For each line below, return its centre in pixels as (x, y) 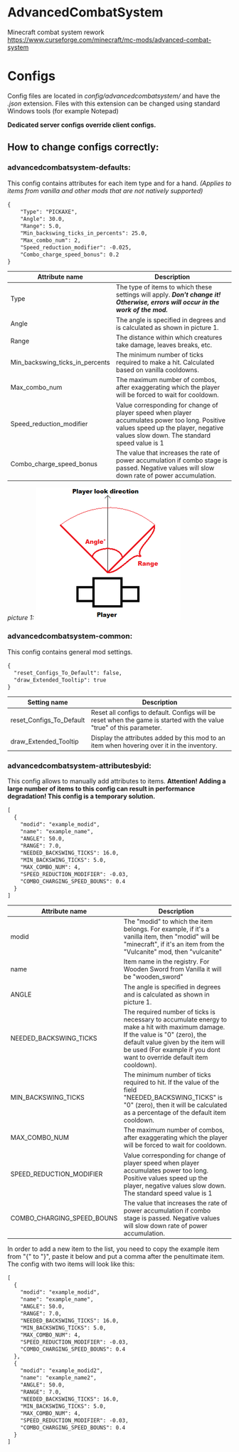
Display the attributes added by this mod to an (158, 738)
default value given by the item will (174, 1042)
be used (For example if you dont (172, 1049)
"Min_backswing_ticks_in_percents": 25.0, (84, 233)
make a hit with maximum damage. (174, 1026)
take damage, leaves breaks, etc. (164, 345)
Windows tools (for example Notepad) (63, 110)
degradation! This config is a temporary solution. (81, 796)
